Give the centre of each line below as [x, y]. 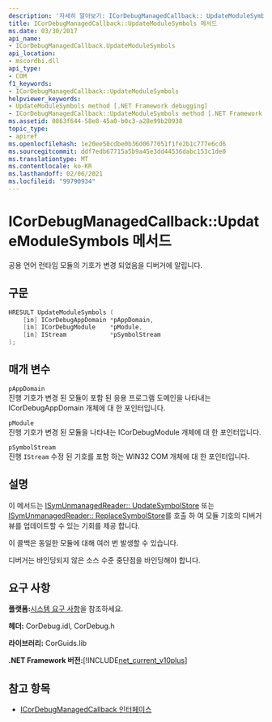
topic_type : [28, 129]
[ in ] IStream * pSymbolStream [92, 335]
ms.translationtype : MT [49, 159]
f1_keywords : [30, 83]
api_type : [25, 69]
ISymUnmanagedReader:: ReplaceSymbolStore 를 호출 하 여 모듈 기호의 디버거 [135, 516]
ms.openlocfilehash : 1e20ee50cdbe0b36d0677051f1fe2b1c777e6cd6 [117, 144]
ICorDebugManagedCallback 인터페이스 [86, 710]
